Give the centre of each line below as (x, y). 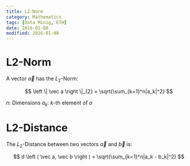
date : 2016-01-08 (27, 28)
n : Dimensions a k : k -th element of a (49, 103)
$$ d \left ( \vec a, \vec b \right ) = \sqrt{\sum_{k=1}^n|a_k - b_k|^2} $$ (99, 157)
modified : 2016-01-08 (33, 33)
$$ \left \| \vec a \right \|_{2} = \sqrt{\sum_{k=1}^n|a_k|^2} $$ (99, 91)
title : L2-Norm (25, 11)
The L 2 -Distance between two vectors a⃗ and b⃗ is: (69, 145)
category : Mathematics (34, 17)
